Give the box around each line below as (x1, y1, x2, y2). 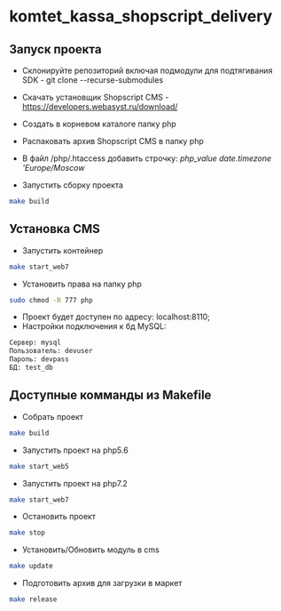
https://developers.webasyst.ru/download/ (21, 101, 178, 112)
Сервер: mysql (9, 338, 62, 348)
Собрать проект (21, 411, 84, 422)
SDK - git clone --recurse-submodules (21, 75, 164, 85)
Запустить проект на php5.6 (21, 445, 129, 455)
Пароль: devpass (9, 355, 69, 364)
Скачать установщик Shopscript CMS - (21, 92, 169, 102)
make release (9, 595, 58, 604)
